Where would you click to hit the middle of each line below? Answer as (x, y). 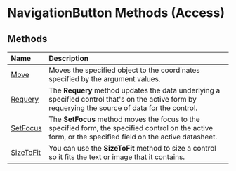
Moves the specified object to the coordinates (124, 70)
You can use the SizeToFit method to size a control (132, 148)
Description (69, 59)
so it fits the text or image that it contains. (117, 157)
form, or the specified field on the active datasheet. (133, 137)
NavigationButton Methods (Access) (116, 13)
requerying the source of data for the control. (123, 108)
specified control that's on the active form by (123, 99)
